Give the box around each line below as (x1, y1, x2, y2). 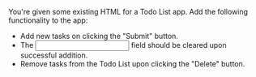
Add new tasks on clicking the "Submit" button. (19, 32, 178, 41)
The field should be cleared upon (19, 41, 227, 49)
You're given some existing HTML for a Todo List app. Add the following (8, 7, 249, 16)
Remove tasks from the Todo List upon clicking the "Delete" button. (19, 59, 245, 68)
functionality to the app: (8, 15, 88, 25)
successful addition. (19, 50, 88, 60)
